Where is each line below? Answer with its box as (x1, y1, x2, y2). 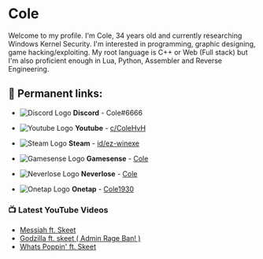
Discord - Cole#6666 (72, 108, 143, 117)
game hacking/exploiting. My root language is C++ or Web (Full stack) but (8, 47, 248, 57)
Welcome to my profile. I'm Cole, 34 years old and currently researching (8, 31, 243, 40)
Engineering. (8, 64, 50, 73)
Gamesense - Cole (86, 154, 149, 163)
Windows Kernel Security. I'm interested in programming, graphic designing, (8, 39, 256, 48)
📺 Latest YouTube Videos (8, 204, 109, 215)
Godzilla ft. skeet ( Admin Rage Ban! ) (19, 234, 141, 243)
